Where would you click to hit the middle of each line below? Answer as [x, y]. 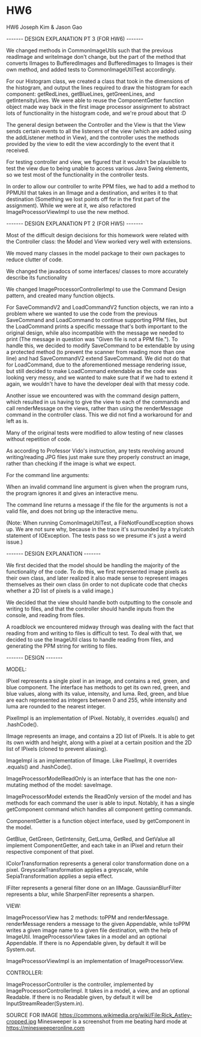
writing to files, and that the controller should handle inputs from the [90, 609]
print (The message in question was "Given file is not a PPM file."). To [92, 339]
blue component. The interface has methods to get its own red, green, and [98, 687]
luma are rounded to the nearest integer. [56, 706]
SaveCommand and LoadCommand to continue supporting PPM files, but [97, 320]
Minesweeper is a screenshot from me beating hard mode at [112, 1021]
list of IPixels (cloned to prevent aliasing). [57, 749]
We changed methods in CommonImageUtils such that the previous [90, 50]
